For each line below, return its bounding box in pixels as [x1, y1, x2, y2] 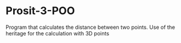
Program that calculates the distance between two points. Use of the [5, 24, 176, 31]
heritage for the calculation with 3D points [5, 29, 110, 37]
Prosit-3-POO [5, 4, 76, 18]
